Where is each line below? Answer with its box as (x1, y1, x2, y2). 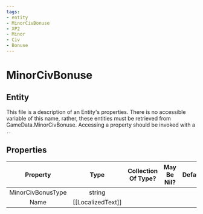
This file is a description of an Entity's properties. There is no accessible (6, 108, 186, 115)
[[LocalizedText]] (72, 198, 122, 206)
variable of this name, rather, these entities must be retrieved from (6, 115, 171, 122)
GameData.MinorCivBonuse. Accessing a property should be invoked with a (6, 121, 195, 128)
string (89, 188, 106, 197)
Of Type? (129, 174, 156, 183)
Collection (127, 166, 158, 175)
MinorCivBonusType (9, 188, 67, 197)
